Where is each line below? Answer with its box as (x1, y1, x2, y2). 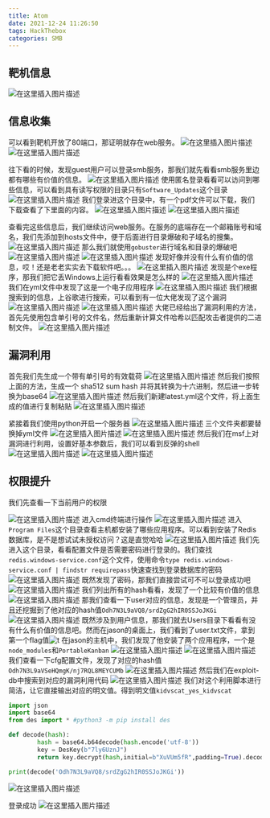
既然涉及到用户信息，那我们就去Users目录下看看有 (81, 615, 249, 624)
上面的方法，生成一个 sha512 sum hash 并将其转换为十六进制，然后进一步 (8, 381, 253, 391)
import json (8, 701, 48, 709)
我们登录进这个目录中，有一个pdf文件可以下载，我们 (81, 195, 256, 204)
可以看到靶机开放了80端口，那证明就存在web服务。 (8, 138, 179, 147)
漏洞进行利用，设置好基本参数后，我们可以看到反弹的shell (8, 438, 200, 448)
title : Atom (8, 11, 48, 20)
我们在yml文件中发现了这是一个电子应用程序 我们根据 (8, 282, 258, 292)
